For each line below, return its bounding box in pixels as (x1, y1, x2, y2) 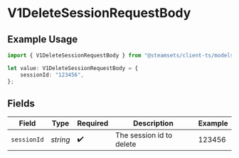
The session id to (115, 130, 173, 140)
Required (77, 118, 109, 128)
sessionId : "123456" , (20, 71, 84, 79)
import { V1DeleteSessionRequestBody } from (7, 52, 142, 59)
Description (132, 118, 174, 128)
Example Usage (7, 33, 78, 45)
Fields (7, 97, 36, 109)
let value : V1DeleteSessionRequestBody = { (7, 64, 139, 72)
